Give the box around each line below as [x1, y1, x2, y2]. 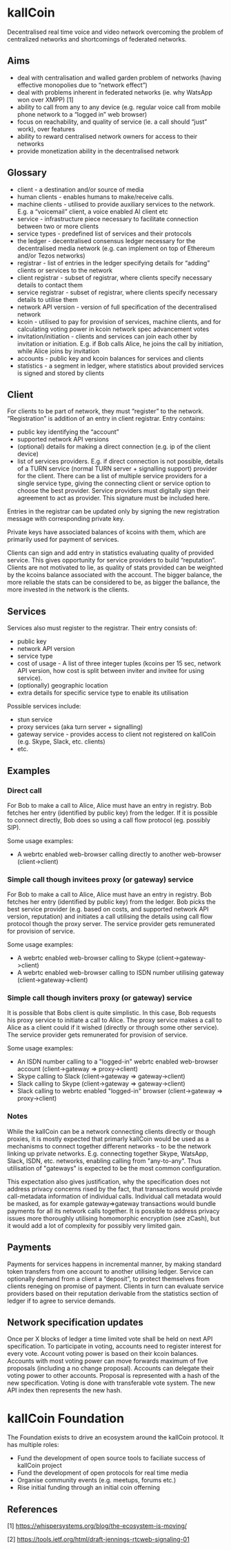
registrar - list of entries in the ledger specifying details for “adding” [17, 258, 210, 267]
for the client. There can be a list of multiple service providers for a [17, 472, 208, 480]
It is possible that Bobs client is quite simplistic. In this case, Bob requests [7, 1009, 217, 1017]
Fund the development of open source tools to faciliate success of [17, 1454, 205, 1462]
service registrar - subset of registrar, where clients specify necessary [17, 288, 218, 296]
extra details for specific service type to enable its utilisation [17, 689, 188, 697]
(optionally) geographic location [17, 681, 108, 690]
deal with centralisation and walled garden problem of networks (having [17, 73, 222, 82]
